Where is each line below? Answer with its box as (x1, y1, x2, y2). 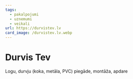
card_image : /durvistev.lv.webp (5, 30, 72, 35)
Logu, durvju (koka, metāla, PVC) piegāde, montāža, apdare (5, 68, 128, 74)
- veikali (9, 21, 30, 26)
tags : (5, 7, 16, 12)
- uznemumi (9, 16, 32, 21)
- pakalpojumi (9, 12, 39, 17)
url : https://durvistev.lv (5, 26, 61, 31)
